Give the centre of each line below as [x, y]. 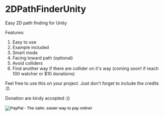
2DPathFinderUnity [46, 9]
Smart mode [25, 53]
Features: [15, 32]
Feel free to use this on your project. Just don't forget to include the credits [82, 83]
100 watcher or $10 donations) [43, 73]
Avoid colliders [28, 63]
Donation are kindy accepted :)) [38, 98]
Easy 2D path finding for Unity [36, 23]
